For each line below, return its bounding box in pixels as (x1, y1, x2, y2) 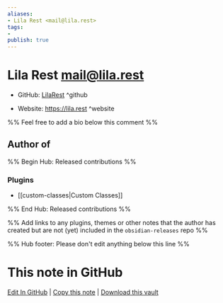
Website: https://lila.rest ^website (17, 104, 115, 113)
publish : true (7, 37, 50, 44)
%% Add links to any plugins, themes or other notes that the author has (7, 219, 216, 227)
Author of (7, 139, 51, 151)
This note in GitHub (7, 265, 123, 280)
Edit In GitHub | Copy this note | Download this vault (7, 288, 159, 297)
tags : (7, 23, 23, 30)
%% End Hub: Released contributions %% (7, 205, 131, 213)
